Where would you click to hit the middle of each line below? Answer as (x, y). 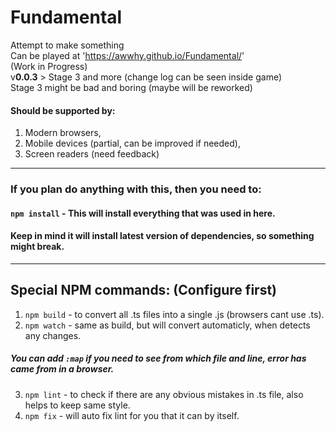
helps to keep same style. (77, 405)
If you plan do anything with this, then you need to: (136, 189)
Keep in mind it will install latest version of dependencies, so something (162, 236)
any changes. (53, 335)
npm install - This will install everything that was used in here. (143, 213)
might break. (37, 247)
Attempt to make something (67, 45)
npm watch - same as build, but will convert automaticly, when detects (167, 325)
